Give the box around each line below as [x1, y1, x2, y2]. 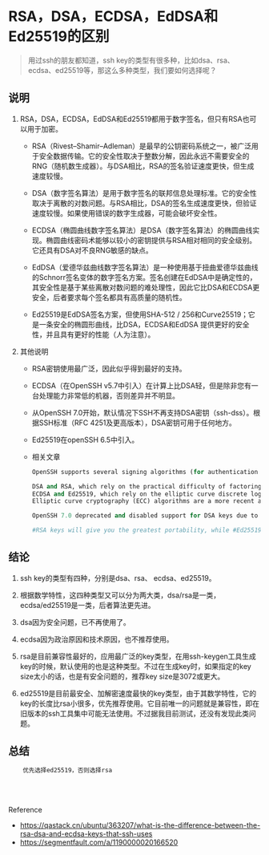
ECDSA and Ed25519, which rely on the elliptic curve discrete [31, 490, 248, 498]
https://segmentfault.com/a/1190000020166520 [19, 837, 179, 847]
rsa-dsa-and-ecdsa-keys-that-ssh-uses [19, 829, 153, 838]
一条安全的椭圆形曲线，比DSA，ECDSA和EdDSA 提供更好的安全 [38, 319, 250, 329]
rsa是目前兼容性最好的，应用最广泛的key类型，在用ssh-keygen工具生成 [19, 651, 256, 661]
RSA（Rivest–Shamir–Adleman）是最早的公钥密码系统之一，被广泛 [31, 141, 252, 151]
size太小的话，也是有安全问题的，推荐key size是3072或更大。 [19, 671, 225, 681]
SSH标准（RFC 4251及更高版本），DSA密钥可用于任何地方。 [38, 418, 236, 427]
